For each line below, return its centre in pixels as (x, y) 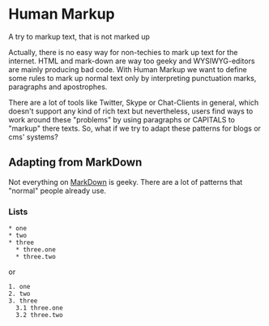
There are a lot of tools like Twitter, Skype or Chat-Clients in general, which (134, 102)
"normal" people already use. (58, 191)
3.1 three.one (39, 308)
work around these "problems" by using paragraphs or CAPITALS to (122, 119)
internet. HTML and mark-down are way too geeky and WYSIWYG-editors (132, 61)
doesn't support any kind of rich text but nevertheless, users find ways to (131, 111)
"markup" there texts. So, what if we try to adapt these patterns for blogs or (135, 128)
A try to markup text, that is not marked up (79, 36)
